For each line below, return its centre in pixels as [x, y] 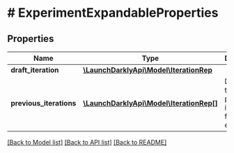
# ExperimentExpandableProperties [113, 13]
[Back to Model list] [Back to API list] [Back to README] [87, 142]
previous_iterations [44, 103]
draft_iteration [35, 70]
